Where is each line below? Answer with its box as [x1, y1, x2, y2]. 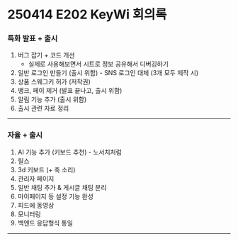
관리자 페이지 [17, 174, 55, 183]
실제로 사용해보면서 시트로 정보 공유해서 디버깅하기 [28, 60, 169, 68]
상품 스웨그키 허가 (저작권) [17, 77, 91, 86]
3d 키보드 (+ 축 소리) [17, 165, 76, 174]
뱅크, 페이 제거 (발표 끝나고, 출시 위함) [17, 86, 123, 95]
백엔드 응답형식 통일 [17, 218, 73, 227]
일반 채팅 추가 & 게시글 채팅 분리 [17, 183, 107, 191]
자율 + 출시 [7, 130, 43, 140]
